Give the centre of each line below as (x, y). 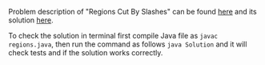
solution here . (31, 20)
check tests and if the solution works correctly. (86, 53)
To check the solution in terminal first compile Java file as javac (113, 36)
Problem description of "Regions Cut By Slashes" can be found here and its (133, 12)
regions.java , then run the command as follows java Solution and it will (128, 44)
